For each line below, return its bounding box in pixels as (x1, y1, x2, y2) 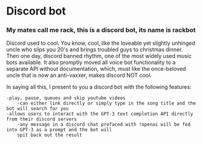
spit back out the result (17, 132, 83, 139)
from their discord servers (6, 116, 77, 122)
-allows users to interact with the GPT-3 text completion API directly (6, 111, 194, 117)
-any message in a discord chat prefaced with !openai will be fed (17, 122, 191, 128)
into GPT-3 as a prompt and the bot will (6, 127, 112, 133)
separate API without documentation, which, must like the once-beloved (6, 65, 186, 73)
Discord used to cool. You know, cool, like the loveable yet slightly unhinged (6, 39, 195, 47)
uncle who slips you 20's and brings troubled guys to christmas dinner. (6, 46, 183, 53)
